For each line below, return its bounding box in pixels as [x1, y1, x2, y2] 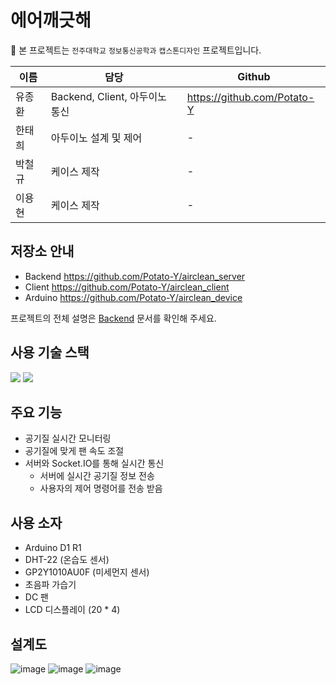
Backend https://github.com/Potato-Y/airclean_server [24, 270, 246, 282]
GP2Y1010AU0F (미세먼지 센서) [24, 566, 150, 578]
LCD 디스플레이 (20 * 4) [24, 604, 121, 616]
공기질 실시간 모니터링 [24, 432, 112, 445]
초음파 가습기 [24, 579, 77, 591]
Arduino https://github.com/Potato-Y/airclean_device [24, 291, 243, 303]
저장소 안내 [10, 243, 75, 260]
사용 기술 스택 [10, 344, 90, 361]
